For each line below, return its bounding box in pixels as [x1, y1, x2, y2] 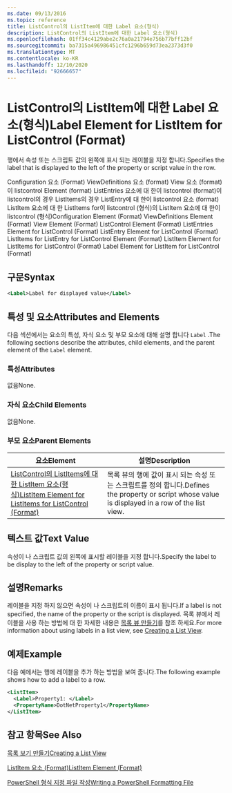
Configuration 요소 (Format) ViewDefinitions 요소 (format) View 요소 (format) [7, 178, 222, 187]
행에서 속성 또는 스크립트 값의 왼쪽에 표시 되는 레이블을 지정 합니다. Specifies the [7, 156, 225, 164]
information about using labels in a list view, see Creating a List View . [7, 627, 204, 635]
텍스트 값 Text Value [7, 533, 90, 544]
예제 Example [7, 648, 62, 660]
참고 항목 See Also [7, 729, 82, 741]
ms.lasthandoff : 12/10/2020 [7, 61, 88, 68]
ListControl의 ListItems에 [10, 469, 90, 479]
